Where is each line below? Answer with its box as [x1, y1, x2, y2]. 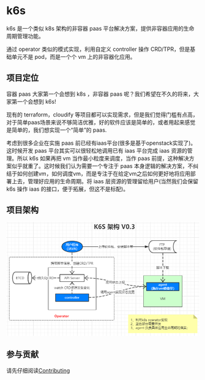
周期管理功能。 [6, 32, 44, 40]
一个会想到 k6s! [17, 97, 56, 105]
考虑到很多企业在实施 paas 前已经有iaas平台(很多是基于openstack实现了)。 [6, 139, 196, 146]
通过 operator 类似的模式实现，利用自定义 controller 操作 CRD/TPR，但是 [6, 45, 190, 53]
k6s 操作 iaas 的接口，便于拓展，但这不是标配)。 [6, 185, 129, 192]
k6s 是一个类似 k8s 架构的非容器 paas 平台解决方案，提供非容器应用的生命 [6, 25, 195, 32]
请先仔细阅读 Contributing [6, 367, 70, 374]
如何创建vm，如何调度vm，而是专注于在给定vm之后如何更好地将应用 [17, 170, 191, 177]
